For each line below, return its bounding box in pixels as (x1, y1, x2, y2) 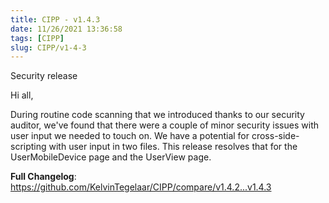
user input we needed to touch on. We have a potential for (10, 130, 250, 142)
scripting (10, 141, 47, 153)
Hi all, (10, 89, 34, 101)
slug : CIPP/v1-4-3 (10, 42, 87, 53)
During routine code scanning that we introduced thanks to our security (10, 109, 305, 121)
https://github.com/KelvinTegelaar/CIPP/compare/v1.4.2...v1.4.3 (10, 181, 272, 193)
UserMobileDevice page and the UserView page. (10, 151, 212, 163)
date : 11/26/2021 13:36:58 (10, 24, 123, 34)
